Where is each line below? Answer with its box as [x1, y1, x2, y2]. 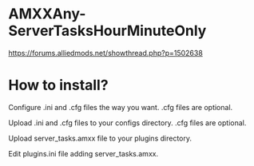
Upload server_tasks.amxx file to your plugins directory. [8, 133, 192, 143]
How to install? [8, 77, 109, 94]
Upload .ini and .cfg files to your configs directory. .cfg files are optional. [8, 117, 247, 128]
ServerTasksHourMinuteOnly [8, 22, 207, 40]
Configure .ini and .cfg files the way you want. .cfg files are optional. [8, 102, 233, 112]
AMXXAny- [8, 5, 86, 23]
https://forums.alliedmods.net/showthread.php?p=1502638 [8, 48, 204, 57]
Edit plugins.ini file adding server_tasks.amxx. [8, 148, 158, 158]
